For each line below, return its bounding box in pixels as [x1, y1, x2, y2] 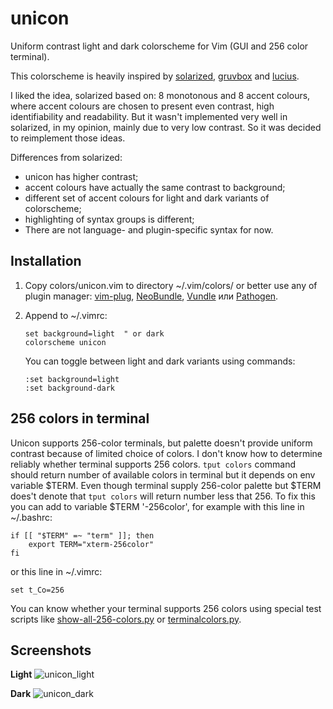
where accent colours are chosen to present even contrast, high [10, 100, 275, 112]
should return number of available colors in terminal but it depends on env [10, 468, 316, 481]
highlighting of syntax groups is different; [24, 213, 195, 225]
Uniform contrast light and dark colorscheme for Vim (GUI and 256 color [10, 40, 309, 52]
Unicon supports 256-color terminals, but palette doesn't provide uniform [10, 437, 313, 449]
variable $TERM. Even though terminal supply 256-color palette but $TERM [10, 479, 322, 491]
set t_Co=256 [10, 585, 65, 595]
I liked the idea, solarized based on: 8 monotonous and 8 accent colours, [10, 89, 311, 101]
